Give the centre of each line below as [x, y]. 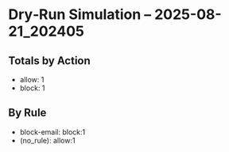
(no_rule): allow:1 [47, 140]
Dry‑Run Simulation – [80, 15]
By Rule [27, 113]
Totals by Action [50, 61]
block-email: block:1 [52, 131]
